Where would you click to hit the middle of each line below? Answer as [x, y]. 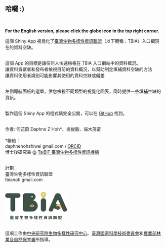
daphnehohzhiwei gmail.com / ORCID [43, 146]
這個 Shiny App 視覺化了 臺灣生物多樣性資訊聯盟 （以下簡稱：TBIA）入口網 [80, 41]
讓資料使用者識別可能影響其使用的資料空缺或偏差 [55, 75]
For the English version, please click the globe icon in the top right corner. [82, 31]
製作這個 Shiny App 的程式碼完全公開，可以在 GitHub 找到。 [66, 113]
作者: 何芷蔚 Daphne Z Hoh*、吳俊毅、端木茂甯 [53, 129]
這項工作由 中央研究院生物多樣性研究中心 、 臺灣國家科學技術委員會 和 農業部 [81, 233]
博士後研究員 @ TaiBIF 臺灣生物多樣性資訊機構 [52, 152]
